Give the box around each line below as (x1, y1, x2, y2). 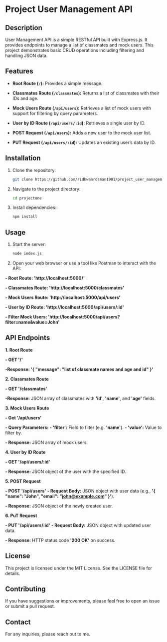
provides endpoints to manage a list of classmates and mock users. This (5, 42, 154, 48)
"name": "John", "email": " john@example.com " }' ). (5, 493, 115, 499)
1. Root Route (5, 346, 33, 353)
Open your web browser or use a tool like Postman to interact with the (12, 260, 156, 266)
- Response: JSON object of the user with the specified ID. (5, 468, 126, 474)
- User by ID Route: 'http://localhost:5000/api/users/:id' (5, 304, 124, 310)
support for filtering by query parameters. (12, 110, 98, 116)
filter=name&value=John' (5, 319, 60, 325)
